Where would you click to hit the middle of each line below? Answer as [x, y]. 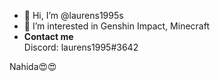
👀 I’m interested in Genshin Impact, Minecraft [116, 26]
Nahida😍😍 [33, 66]
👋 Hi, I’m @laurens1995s [73, 15]
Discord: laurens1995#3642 [81, 47]
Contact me [48, 36]
